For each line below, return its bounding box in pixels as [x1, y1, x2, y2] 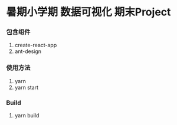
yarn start [14, 84, 39, 91]
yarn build [14, 112, 40, 119]
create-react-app [14, 42, 57, 49]
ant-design [14, 48, 42, 55]
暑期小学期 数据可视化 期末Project [6, 5, 171, 19]
